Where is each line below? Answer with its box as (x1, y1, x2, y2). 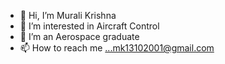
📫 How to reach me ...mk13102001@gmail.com (19, 42, 215, 54)
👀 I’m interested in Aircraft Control (19, 20, 160, 32)
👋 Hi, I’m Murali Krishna (19, 10, 117, 21)
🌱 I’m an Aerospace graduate (19, 31, 140, 42)
